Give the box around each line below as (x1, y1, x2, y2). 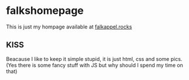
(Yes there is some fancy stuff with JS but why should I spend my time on (6, 61, 183, 68)
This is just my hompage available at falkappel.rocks (6, 23, 132, 30)
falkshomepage (6, 4, 84, 17)
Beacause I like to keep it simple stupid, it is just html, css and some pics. (6, 55, 183, 62)
